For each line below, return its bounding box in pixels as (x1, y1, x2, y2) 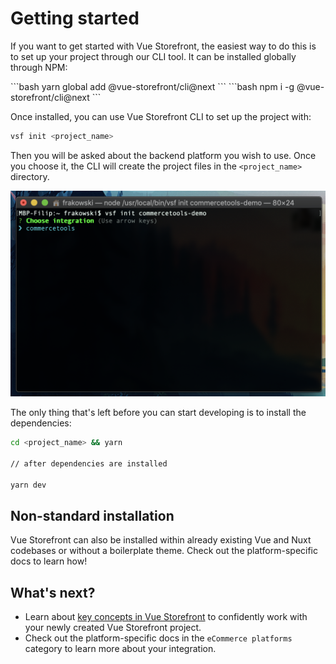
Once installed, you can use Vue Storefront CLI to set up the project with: (10, 110, 312, 122)
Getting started (10, 7, 140, 30)
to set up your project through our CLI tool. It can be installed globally (10, 50, 297, 62)
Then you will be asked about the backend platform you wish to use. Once (10, 149, 317, 161)
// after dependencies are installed (10, 458, 168, 469)
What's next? (10, 584, 96, 601)
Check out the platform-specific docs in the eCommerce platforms (24, 632, 293, 644)
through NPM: (10, 61, 68, 73)
